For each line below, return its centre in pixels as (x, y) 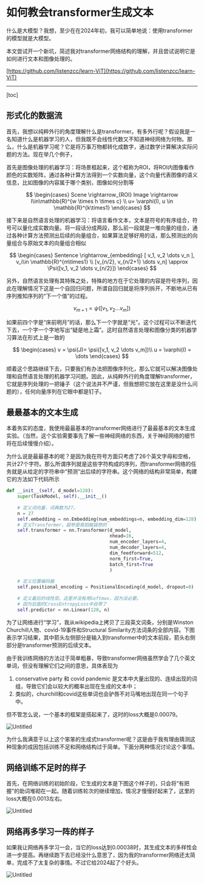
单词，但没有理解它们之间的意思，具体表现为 (62, 665)
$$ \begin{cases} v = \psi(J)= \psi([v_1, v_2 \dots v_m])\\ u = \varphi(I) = (102, 349)
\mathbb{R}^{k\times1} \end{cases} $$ (102, 207)
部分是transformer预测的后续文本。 (50, 645)
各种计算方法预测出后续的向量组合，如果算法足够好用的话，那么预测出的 (102, 235)
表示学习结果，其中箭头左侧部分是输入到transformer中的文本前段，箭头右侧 (101, 637)
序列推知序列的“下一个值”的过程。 (49, 295)
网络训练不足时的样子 (46, 768)
